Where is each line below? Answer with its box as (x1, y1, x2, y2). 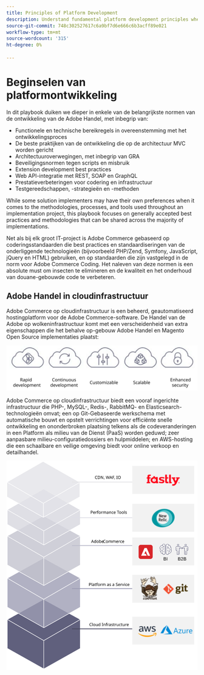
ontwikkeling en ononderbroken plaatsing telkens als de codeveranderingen (6, 422, 196, 429)
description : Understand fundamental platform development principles (6, 16, 189, 23)
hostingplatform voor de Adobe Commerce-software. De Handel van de (6, 314, 186, 321)
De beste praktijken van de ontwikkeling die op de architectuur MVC (15, 140, 186, 147)
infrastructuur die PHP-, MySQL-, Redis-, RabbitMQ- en (6, 403, 145, 411)
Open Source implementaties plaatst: (6, 333, 99, 341)
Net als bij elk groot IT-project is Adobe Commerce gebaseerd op (6, 235, 170, 242)
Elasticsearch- (146, 403, 182, 411)
